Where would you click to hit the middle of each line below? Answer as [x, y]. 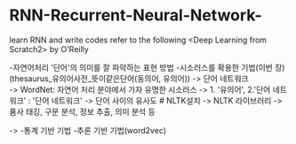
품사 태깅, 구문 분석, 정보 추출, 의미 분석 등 [82, 111]
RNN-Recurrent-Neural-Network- [136, 15]
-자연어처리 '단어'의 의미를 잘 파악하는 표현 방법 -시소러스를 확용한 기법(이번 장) [147, 67]
